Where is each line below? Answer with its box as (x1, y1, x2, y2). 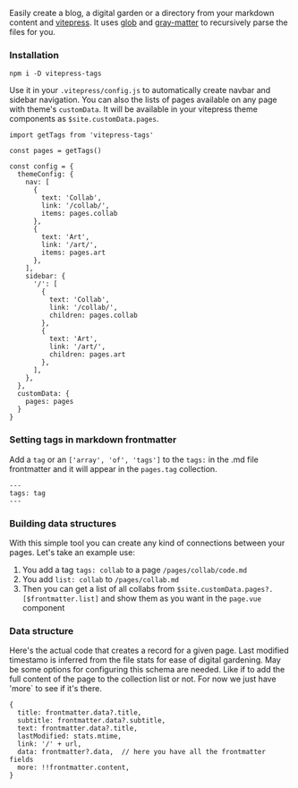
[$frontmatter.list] (21, 595, 99, 604)
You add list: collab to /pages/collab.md (21, 573, 179, 585)
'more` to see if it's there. (9, 683, 103, 694)
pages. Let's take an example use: (9, 546, 136, 558)
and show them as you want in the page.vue (100, 593, 262, 604)
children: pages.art (48, 350, 126, 359)
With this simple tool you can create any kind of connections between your (9, 537, 285, 548)
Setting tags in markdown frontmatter (9, 433, 177, 446)
